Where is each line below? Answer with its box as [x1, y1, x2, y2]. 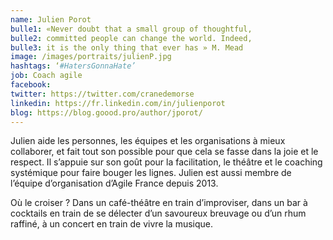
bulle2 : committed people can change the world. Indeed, [10, 33, 253, 43]
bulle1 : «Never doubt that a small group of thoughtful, [10, 24, 253, 34]
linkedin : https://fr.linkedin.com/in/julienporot [10, 98, 226, 108]
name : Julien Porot [10, 14, 92, 25]
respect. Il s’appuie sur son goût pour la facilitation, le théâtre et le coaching [10, 156, 323, 168]
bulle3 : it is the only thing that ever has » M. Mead [10, 42, 244, 53]
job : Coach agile [10, 71, 83, 81]
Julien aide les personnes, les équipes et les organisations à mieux [10, 135, 286, 147]
